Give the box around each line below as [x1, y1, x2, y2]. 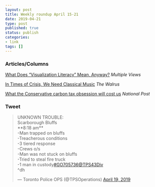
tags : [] [5, 44, 23, 49]
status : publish [5, 30, 39, 35]
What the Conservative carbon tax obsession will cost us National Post [5, 91, 150, 96]
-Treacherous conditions [17, 136, 68, 141]
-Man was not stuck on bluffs [17, 151, 78, 157]
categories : [5, 35, 30, 40]
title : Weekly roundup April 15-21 [5, 12, 79, 17]
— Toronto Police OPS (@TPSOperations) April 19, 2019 [17, 177, 131, 183]
